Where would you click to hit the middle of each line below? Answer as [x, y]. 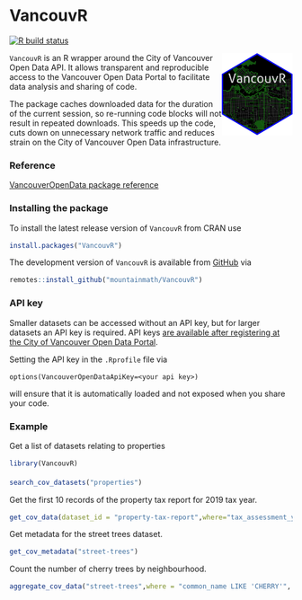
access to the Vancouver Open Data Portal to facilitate [110, 76]
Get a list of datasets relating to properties [88, 446]
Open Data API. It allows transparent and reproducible [109, 67]
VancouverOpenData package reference [84, 185]
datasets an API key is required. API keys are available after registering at [145, 332]
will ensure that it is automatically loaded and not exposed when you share [147, 393]
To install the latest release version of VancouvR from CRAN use [125, 228]
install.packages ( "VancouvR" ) [66, 245]
